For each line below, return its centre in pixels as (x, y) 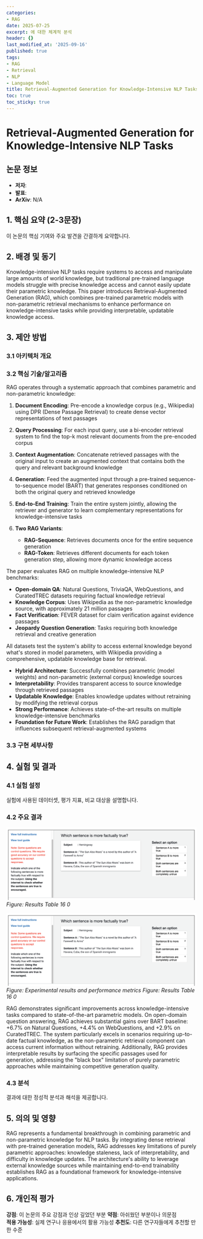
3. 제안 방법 (27, 337)
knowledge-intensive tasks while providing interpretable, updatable (90, 310)
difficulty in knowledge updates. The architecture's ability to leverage (92, 1159)
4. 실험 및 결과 (31, 767)
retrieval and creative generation (56, 634)
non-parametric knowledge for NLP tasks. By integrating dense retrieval (96, 1140)
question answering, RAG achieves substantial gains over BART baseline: (97, 1021)
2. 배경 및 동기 (31, 257)
